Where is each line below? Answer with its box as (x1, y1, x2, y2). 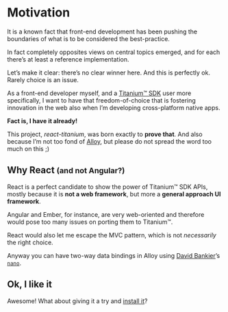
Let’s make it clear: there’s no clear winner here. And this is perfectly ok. (7, 68, 211, 77)
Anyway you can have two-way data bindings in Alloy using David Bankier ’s (7, 251, 220, 259)
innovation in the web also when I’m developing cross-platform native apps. (7, 103, 220, 112)
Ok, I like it (7, 278, 53, 290)
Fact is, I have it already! (7, 116, 77, 125)
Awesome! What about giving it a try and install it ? (7, 296, 149, 305)
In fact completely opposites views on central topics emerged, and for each (7, 48, 220, 56)
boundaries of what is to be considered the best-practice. (7, 34, 170, 42)
